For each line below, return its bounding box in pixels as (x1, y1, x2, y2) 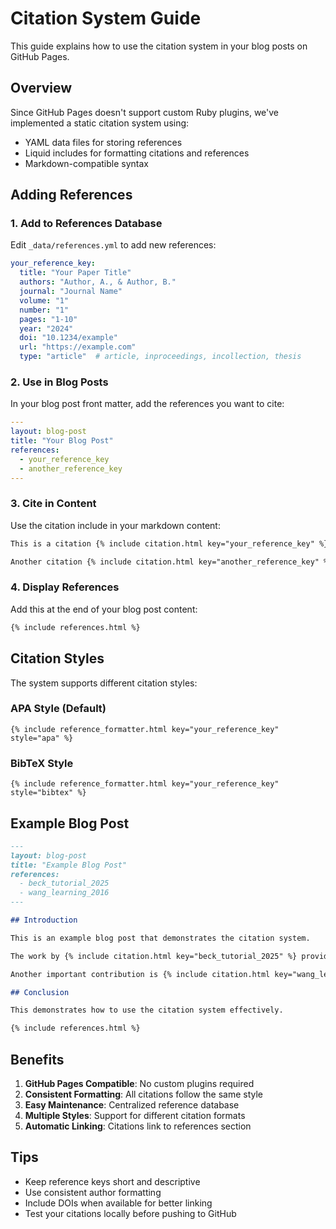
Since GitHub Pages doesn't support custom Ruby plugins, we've (10, 106, 280, 118)
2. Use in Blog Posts (10, 375, 109, 389)
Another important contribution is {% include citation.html (10, 969, 271, 979)
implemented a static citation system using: (10, 117, 190, 129)
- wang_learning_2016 (19, 888, 110, 898)
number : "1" (19, 305, 70, 315)
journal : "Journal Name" (19, 287, 123, 297)
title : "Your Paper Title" (19, 268, 132, 278)
